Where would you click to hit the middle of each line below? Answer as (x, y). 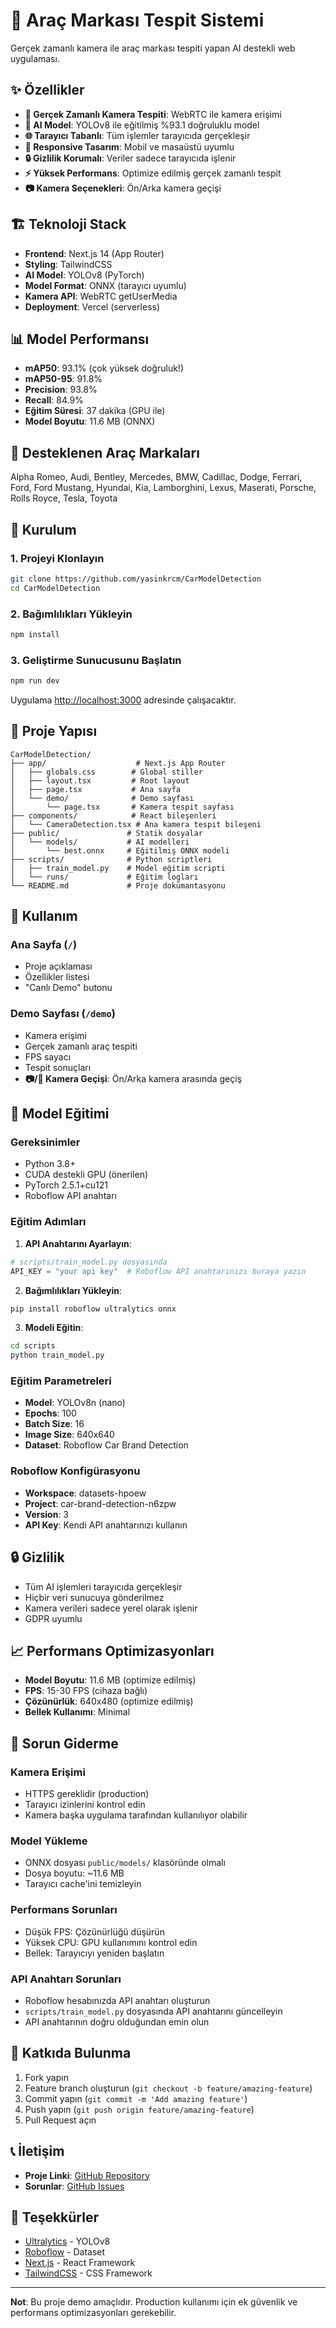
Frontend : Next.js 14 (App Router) (94, 253)
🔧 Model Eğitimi (60, 1114)
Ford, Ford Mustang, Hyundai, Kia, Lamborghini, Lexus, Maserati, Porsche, (163, 488)
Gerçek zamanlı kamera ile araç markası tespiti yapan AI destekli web (153, 48)
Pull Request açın (60, 2120)
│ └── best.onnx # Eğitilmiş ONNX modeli (120, 850)
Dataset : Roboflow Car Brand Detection (106, 1445)
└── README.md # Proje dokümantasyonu (118, 885)
